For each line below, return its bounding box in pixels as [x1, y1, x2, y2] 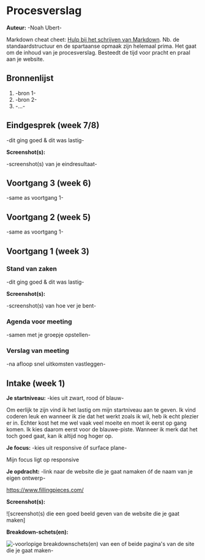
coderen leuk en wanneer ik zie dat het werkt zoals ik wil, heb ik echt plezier [6, 413, 199, 420]
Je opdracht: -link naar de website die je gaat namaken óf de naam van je [6, 468, 193, 475]
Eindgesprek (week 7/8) [6, 120, 100, 131]
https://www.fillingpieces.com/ [6, 486, 84, 494]
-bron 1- [15, 89, 36, 97]
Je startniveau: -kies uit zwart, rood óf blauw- [6, 395, 124, 402]
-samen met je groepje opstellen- [6, 331, 91, 339]
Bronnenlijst [6, 73, 54, 83]
